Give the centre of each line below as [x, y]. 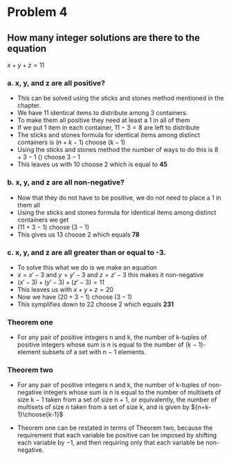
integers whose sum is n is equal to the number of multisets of [132, 392]
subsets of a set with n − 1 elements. [94, 352]
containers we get [43, 220]
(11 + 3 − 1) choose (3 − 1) [53, 227]
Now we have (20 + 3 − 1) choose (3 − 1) [75, 297]
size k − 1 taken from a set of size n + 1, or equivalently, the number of [117, 400]
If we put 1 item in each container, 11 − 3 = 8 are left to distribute [108, 128]
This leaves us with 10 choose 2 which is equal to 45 [92, 164]
